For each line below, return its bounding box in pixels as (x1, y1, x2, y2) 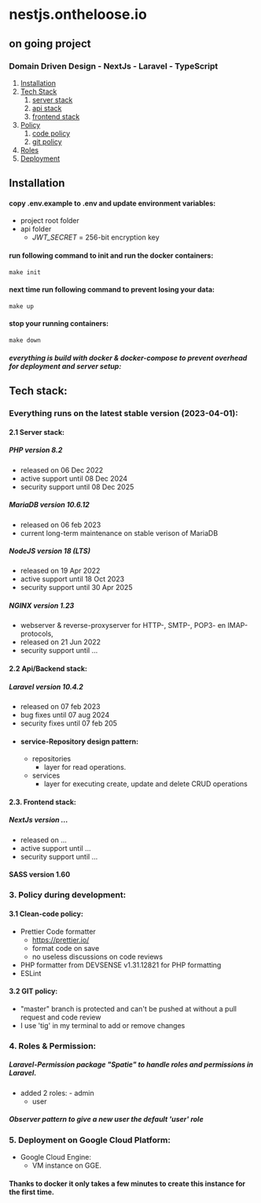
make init (9, 268, 42, 277)
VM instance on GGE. (31, 1160, 101, 1170)
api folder (20, 225, 52, 234)
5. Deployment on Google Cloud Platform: (9, 1134, 171, 1145)
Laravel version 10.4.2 (9, 681, 83, 691)
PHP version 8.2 (9, 445, 63, 455)
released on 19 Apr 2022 (20, 566, 101, 576)
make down (9, 336, 42, 344)
